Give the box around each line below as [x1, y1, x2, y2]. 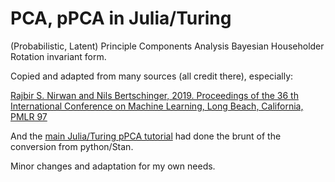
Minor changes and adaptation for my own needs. [10, 160, 216, 172]
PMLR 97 [10, 110, 48, 122]
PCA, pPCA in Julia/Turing [10, 7, 232, 30]
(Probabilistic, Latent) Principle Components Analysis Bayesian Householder [10, 40, 325, 52]
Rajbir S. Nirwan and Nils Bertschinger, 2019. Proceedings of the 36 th [10, 89, 299, 101]
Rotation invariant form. [10, 50, 107, 62]
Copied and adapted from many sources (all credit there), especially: [10, 70, 294, 82]
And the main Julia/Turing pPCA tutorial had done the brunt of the [10, 130, 282, 142]
